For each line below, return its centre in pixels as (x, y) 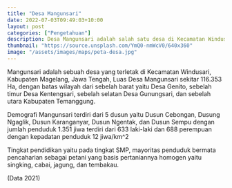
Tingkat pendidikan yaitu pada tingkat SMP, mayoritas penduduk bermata (112, 150)
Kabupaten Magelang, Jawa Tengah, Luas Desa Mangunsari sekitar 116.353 (115, 79)
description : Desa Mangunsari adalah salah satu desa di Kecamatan (106, 39)
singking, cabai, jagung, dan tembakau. (63, 164)
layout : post (26, 26)
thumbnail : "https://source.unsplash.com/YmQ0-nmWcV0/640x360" (100, 46)
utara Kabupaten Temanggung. (51, 101)
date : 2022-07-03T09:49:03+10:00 (55, 20)
